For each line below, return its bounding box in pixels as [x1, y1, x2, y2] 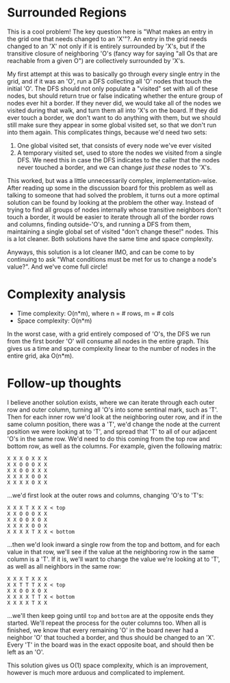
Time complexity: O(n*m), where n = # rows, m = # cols [16, 309, 175, 317]
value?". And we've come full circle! [7, 262, 108, 271]
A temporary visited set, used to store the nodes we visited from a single [16, 149, 222, 157]
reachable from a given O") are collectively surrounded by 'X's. [7, 56, 186, 64]
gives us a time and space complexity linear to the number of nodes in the [7, 344, 216, 352]
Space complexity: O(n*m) [16, 316, 92, 325]
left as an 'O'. [7, 647, 44, 656]
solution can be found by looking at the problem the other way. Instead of [7, 198, 214, 206]
